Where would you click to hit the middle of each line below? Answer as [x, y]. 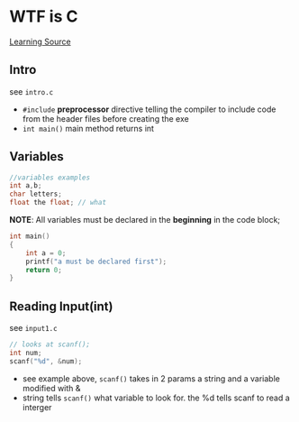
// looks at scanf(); [50, 344]
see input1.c [33, 328]
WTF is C [44, 17]
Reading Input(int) [61, 306]
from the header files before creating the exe [105, 118]
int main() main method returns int [88, 128]
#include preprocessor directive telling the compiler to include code [149, 109]
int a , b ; [26, 186]
